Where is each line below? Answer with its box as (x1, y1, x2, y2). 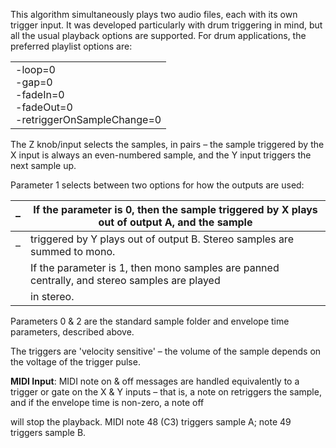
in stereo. (30, 290, 75, 303)
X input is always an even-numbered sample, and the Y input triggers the (10, 149, 312, 161)
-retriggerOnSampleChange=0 (15, 113, 162, 126)
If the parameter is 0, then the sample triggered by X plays (33, 203, 318, 216)
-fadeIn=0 (15, 88, 65, 101)
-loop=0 (15, 63, 56, 76)
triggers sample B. (10, 427, 87, 438)
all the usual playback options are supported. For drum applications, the (10, 30, 307, 41)
